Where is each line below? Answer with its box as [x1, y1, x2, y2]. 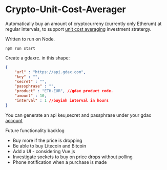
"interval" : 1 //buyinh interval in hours [14, 98, 109, 103]
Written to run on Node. [5, 36, 55, 42]
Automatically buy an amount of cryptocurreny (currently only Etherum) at [5, 20, 162, 27]
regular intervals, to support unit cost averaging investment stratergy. [5, 26, 152, 32]
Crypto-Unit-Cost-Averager [5, 4, 127, 15]
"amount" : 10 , [14, 93, 47, 98]
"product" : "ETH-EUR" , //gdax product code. [14, 89, 114, 94]
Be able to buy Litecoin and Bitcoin [12, 142, 87, 149]
